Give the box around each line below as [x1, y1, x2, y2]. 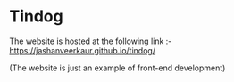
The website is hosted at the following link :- [9, 36, 172, 46]
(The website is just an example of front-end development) [9, 62, 226, 73]
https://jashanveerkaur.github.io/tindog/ [9, 45, 156, 55]
